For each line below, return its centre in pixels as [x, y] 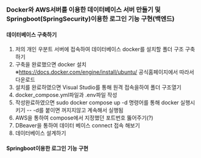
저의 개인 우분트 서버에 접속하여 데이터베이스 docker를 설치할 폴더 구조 [99, 49]
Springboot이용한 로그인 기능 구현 [47, 148]
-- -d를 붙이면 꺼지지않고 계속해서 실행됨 [75, 110]
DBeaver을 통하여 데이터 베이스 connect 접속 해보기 [77, 126]
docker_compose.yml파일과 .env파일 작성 [66, 95]
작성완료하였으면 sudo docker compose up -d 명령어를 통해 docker [97, 102]
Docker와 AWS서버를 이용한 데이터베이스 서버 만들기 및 [83, 9]
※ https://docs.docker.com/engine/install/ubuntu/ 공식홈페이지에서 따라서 [104, 72]
